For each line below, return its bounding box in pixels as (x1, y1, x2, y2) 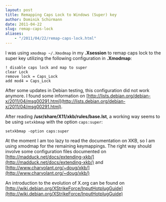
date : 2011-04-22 (5, 21, 42, 27)
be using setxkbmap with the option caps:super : (5, 119, 103, 125)
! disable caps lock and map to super (5, 65, 87, 70)
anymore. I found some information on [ (5, 93, 88, 99)
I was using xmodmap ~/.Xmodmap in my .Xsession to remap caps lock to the (5, 49, 161, 56)
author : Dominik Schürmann (5, 17, 62, 22)
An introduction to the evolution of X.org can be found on (5, 180, 125, 186)
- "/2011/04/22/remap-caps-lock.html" (14, 36, 96, 41)
